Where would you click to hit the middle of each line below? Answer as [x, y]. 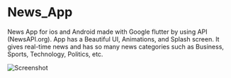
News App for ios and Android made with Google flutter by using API [107, 32]
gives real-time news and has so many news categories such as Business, [116, 46]
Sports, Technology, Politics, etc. [55, 54]
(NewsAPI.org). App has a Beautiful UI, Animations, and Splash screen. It [113, 39]
